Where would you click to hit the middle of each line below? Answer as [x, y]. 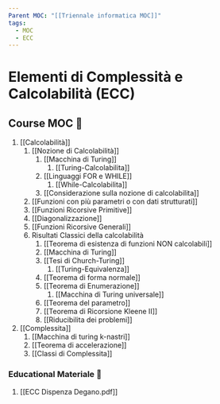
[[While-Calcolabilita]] [91, 185]
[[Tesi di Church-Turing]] [84, 261]
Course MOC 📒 [46, 123]
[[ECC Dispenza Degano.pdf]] [69, 391]
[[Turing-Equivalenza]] [92, 269]
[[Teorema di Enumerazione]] [91, 286]
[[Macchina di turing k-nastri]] [81, 337]
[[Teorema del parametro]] [87, 303]
